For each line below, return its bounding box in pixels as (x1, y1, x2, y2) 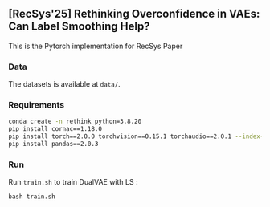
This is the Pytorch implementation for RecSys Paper (8, 41, 183, 51)
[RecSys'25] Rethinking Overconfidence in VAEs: (8, 7, 260, 21)
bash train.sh (8, 193, 56, 201)
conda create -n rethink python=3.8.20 (8, 117, 142, 126)
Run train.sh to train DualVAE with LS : (8, 177, 138, 187)
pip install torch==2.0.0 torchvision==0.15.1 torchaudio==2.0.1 (8, 132, 231, 140)
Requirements (8, 99, 65, 111)
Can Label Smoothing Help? (8, 20, 150, 34)
